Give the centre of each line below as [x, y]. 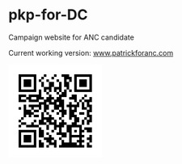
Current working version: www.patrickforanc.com [91, 53]
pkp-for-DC [48, 15]
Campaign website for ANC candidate [72, 37]
